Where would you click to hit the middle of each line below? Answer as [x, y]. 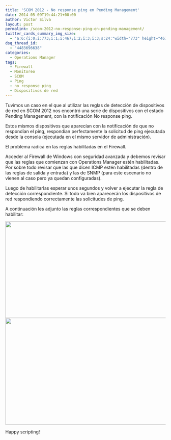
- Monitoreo [23, 72]
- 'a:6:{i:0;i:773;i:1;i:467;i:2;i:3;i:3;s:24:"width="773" [75, 39]
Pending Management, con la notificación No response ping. [69, 116]
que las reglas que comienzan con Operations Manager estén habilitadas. [82, 162]
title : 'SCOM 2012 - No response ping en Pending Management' [73, 10]
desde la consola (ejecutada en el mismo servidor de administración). [78, 137]
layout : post [19, 24]
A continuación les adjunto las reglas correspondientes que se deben [78, 209]
